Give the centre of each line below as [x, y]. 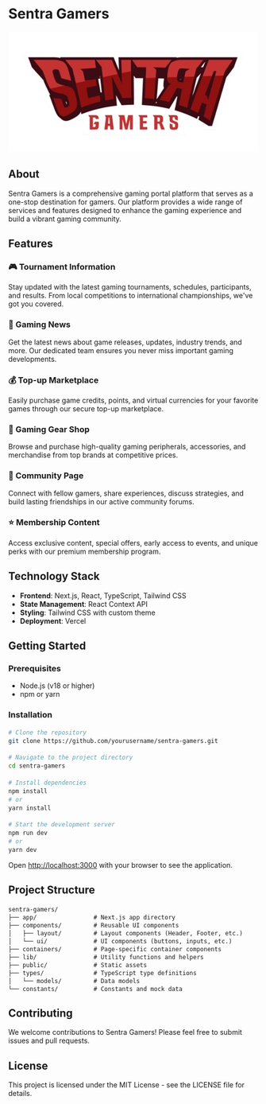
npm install [28, 791]
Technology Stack [54, 576]
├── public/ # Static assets [78, 965]
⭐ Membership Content [54, 523]
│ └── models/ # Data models [74, 981]
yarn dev [23, 849]
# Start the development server [62, 825]
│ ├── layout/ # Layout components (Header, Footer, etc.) [126, 933]
